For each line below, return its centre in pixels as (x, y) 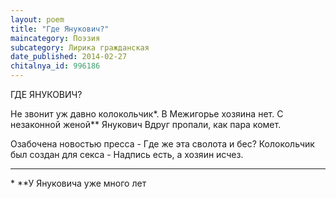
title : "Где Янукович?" (60, 29)
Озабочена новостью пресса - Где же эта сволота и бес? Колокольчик (162, 144)
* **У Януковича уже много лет (78, 183)
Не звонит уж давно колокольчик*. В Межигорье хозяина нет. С (147, 114)
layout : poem (37, 19)
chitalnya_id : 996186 (55, 66)
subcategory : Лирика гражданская (80, 47)
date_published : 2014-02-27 (69, 57)
